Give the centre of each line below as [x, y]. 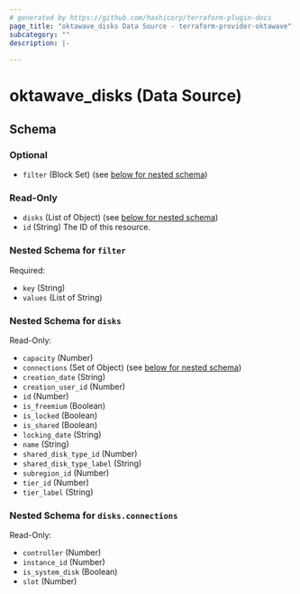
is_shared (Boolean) [60, 424]
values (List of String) [62, 297]
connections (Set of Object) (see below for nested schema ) [132, 367]
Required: [27, 270]
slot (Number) [50, 581]
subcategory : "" [40, 34]
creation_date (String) [64, 376]
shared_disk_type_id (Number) [80, 453]
